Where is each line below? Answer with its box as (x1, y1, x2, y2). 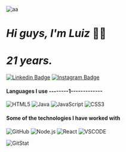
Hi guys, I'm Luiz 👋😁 (6, 27, 106, 40)
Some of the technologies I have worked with (6, 114, 121, 121)
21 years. (6, 54, 53, 68)
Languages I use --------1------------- (6, 87, 103, 95)
